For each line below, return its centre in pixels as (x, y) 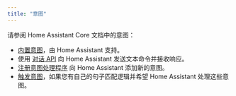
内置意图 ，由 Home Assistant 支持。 (71, 49)
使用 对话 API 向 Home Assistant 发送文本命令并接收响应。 (103, 59)
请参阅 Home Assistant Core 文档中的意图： (71, 35)
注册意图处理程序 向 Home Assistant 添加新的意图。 (93, 67)
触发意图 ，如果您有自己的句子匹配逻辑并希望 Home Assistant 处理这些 (120, 76)
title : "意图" (27, 14)
